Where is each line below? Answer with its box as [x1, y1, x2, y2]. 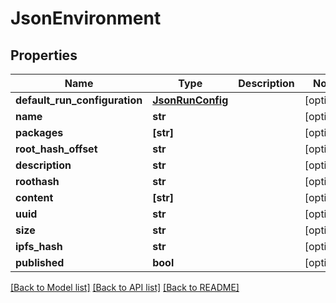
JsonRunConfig [152, 93, 229, 107]
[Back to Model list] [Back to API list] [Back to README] [10, 282, 240, 293]
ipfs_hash [15, 240, 63, 253]
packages [15, 126, 64, 139]
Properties [10, 47, 78, 64]
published [15, 256, 65, 269]
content [15, 191, 54, 204]
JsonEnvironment [10, 7, 162, 30]
